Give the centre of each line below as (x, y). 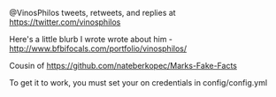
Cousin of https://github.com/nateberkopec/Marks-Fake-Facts (123, 66)
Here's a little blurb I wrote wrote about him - (91, 39)
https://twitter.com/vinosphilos (65, 22)
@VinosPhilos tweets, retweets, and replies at (92, 13)
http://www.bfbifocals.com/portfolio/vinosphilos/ (98, 48)
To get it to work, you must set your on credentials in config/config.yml (138, 82)
